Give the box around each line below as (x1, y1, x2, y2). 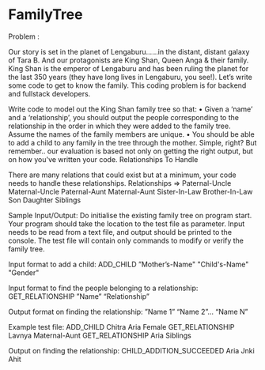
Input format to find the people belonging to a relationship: (8, 283, 199, 293)
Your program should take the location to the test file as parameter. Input (8, 219, 245, 228)
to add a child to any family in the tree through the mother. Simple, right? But (8, 138, 257, 147)
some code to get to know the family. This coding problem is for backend (8, 81, 247, 90)
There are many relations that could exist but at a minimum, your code (8, 170, 237, 179)
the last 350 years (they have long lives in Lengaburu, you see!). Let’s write (8, 72, 253, 81)
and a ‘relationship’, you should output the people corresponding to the (8, 112, 240, 122)
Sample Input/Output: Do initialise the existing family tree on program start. (8, 210, 252, 220)
